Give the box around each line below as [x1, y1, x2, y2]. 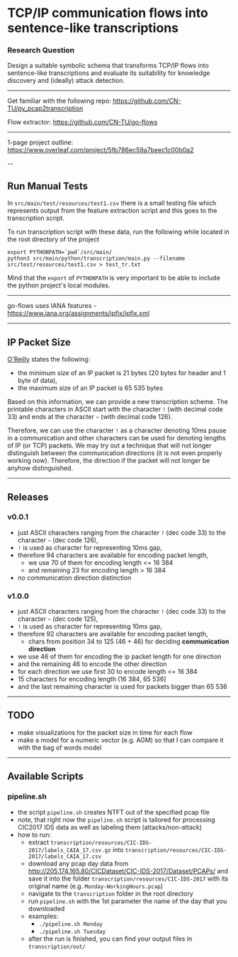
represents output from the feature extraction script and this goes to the [7, 207, 217, 215]
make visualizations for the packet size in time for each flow [17, 728, 193, 737]
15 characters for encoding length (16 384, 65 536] [17, 675, 166, 684]
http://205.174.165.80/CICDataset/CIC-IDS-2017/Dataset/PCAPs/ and [28, 866, 229, 875]
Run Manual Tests [7, 180, 89, 192]
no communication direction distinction [17, 573, 132, 582]
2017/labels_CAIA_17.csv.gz [28, 847, 111, 854]
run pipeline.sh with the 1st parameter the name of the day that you [28, 897, 227, 905]
